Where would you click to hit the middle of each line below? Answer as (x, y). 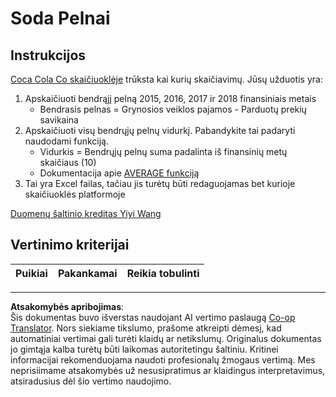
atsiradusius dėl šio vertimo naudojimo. (91, 381)
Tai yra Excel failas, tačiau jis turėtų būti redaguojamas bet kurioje (160, 183)
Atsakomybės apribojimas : (67, 306)
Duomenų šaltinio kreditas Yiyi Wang (86, 213)
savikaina (59, 120)
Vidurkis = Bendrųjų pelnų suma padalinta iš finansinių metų (163, 151)
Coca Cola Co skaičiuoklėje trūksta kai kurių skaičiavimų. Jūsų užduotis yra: (166, 79)
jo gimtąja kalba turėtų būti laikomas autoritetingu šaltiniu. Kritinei (144, 349)
